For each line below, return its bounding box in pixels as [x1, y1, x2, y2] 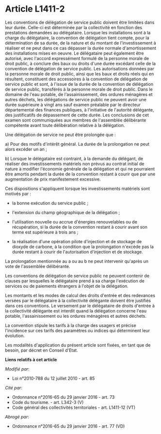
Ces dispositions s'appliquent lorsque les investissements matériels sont [5, 186, 150, 191]
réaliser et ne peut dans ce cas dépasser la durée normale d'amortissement [5, 45, 157, 51]
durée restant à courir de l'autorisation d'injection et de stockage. [12, 248, 143, 255]
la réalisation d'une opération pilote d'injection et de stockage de [12, 238, 142, 244]
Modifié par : [5, 366, 30, 372]
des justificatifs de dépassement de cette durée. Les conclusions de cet [5, 112, 149, 118]
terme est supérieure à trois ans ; [12, 229, 79, 235]
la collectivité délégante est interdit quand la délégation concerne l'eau [5, 308, 147, 313]
